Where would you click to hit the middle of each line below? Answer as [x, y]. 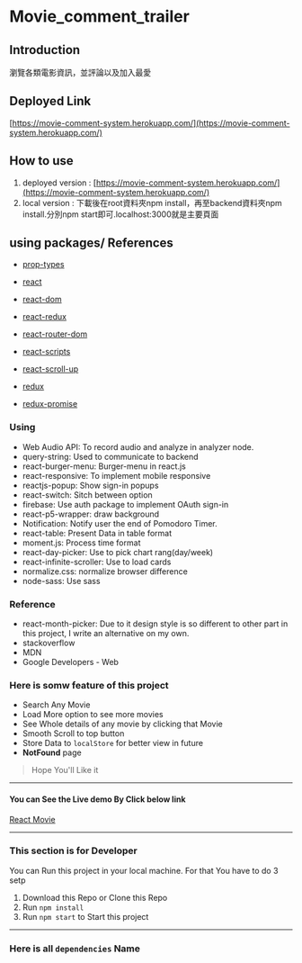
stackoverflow [49, 643]
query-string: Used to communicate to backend [111, 456]
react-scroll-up [50, 369]
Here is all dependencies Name [75, 949]
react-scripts [46, 352]
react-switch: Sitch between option [87, 495]
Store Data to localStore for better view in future [113, 743]
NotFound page [52, 752]
